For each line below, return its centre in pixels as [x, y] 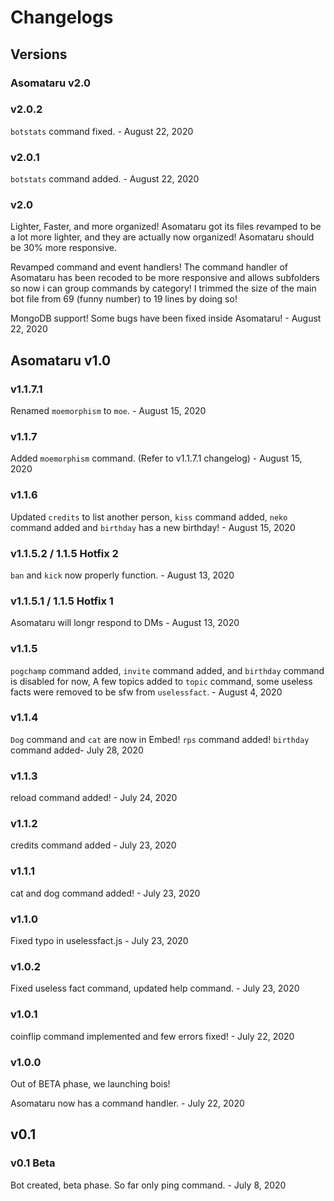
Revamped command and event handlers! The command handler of [149, 267]
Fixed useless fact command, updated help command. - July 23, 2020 [155, 988]
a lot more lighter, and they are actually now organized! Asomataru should [162, 237]
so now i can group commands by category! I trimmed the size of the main [163, 288]
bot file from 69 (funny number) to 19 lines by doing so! [124, 299]
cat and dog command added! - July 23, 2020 [105, 893]
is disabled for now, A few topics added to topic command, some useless [161, 681]
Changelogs [62, 17]
